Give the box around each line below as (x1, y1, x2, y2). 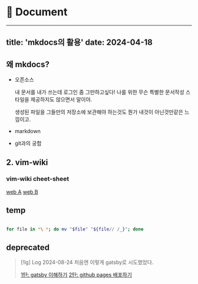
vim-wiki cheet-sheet (6, 175, 70, 183)
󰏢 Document (6, 5, 68, 19)
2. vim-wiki (6, 157, 48, 167)
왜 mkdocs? (6, 59, 50, 70)
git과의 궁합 (14, 140, 42, 147)
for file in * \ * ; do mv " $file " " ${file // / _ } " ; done (6, 226, 144, 232)
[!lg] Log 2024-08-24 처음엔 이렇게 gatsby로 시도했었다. (20, 259, 154, 266)
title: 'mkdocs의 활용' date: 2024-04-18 (6, 38, 153, 48)
